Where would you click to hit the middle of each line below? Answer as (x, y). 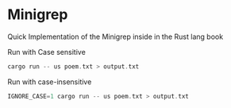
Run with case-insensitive (50, 82)
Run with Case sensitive (47, 52)
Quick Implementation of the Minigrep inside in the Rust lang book (115, 37)
